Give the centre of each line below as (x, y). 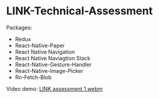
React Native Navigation (45, 51)
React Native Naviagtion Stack (53, 58)
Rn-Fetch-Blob (33, 77)
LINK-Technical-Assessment (79, 11)
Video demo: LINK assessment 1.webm (55, 88)
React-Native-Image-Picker (49, 71)
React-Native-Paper (40, 45)
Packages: (19, 27)
